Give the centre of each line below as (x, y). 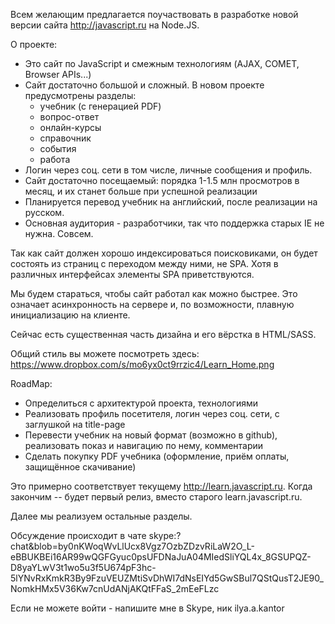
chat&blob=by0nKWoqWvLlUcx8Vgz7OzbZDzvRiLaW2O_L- (132, 546)
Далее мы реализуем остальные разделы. (101, 516)
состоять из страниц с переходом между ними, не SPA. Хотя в (144, 263)
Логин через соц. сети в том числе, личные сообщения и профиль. (168, 170)
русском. (44, 212)
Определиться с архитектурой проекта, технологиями (141, 403)
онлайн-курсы (70, 127)
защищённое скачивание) (80, 467)
